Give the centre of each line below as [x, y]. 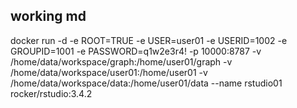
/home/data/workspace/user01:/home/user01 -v [109, 72]
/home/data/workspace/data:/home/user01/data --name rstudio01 [146, 83]
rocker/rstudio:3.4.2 [51, 93]
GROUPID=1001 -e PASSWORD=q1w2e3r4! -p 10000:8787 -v [136, 51]
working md [48, 16]
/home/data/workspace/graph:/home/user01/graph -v [121, 61]
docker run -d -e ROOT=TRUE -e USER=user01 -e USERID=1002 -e [149, 40]
